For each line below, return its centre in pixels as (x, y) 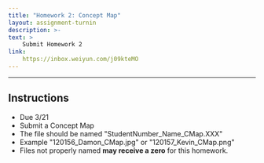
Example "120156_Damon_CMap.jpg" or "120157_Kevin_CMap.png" (127, 142)
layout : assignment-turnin (52, 23)
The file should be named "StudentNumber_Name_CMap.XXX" (121, 133)
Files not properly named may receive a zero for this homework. (124, 150)
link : (17, 52)
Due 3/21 (34, 117)
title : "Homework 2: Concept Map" (65, 15)
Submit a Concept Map (57, 125)
